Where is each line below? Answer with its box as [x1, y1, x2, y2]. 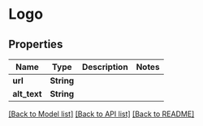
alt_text [12, 89, 42, 99]
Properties [8, 37, 63, 51]
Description [81, 62, 128, 72]
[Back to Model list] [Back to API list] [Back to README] [8, 109, 195, 119]
